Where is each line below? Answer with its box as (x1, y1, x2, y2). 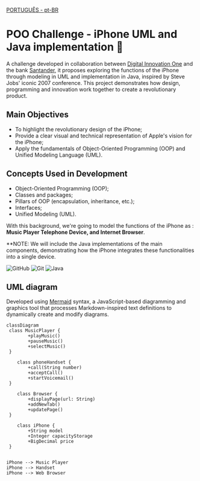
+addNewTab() (28, 401, 61, 407)
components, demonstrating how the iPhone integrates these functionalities (6, 247, 195, 254)
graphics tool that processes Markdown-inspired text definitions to (6, 304, 172, 312)
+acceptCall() (28, 370, 63, 376)
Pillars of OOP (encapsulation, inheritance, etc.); (14, 197, 135, 205)
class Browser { (17, 391, 58, 397)
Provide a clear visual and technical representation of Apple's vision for (14, 132, 193, 139)
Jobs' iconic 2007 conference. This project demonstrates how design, (6, 79, 181, 86)
